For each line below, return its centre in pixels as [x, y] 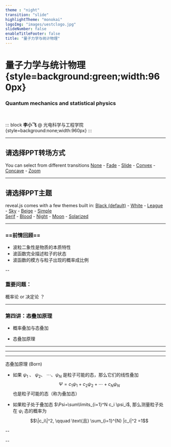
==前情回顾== [23, 235]
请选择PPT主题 [29, 193]
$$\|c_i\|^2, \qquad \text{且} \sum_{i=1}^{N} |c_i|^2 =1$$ [89, 421]
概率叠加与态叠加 [31, 328]
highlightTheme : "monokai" [34, 19]
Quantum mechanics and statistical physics [61, 103]
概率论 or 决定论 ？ [25, 296]
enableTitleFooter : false [33, 34]
